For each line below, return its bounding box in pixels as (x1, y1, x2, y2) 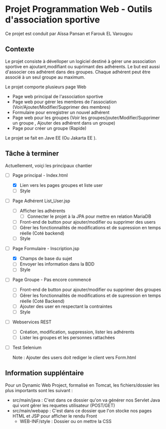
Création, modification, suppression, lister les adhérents (19, 329, 135, 335)
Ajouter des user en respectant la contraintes (19, 303, 113, 309)
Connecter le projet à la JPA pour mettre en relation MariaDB (27, 213, 152, 219)
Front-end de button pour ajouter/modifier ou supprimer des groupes (19, 286, 162, 292)
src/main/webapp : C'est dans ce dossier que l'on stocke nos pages (12, 408, 152, 414)
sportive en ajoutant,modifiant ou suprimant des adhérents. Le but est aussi (5, 63, 160, 69)
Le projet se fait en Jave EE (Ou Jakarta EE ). (5, 135, 97, 141)
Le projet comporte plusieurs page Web (5, 84, 86, 90)
